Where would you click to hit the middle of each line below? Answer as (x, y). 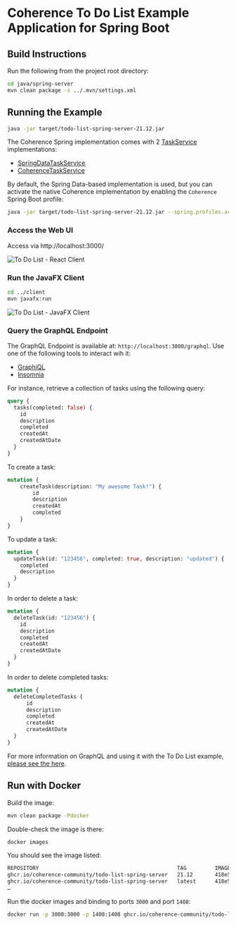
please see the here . (37, 764)
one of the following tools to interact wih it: (69, 353)
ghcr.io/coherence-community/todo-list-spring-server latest (102, 882)
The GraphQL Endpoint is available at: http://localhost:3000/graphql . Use (116, 345)
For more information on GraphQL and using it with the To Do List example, (116, 756)
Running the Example (55, 112)
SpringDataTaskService (51, 163)
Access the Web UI (40, 231)
